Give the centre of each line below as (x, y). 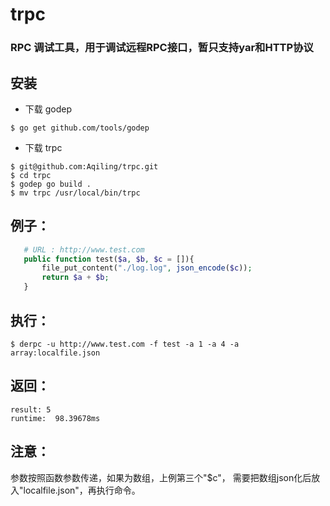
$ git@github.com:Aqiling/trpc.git (84, 166)
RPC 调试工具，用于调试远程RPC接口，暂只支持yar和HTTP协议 (162, 48)
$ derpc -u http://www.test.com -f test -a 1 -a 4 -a (125, 344)
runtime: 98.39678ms (55, 418)
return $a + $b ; (75, 278)
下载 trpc (43, 147)
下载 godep (48, 109)
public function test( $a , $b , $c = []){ (109, 259)
